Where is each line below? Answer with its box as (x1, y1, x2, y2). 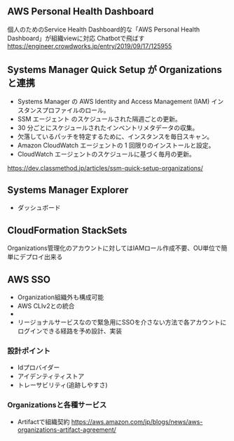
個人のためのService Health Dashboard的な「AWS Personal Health (7, 25, 200, 34)
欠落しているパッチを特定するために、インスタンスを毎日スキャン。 (17, 132, 214, 140)
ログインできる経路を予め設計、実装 (17, 327, 123, 336)
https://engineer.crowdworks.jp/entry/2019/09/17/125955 (7, 41, 172, 50)
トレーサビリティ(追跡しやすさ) (17, 381, 108, 389)
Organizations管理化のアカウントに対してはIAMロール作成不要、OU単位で (7, 244, 221, 252)
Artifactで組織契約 (17, 417, 70, 426)
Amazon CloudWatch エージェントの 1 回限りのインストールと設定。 (17, 140, 215, 150)
